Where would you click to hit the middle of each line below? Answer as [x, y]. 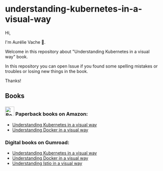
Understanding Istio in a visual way [47, 163]
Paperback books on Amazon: [52, 114]
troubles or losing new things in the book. [47, 71]
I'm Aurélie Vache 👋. [25, 42]
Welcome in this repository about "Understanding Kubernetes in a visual [77, 51]
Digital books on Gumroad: [37, 142]
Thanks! [13, 81]
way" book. [17, 56]
